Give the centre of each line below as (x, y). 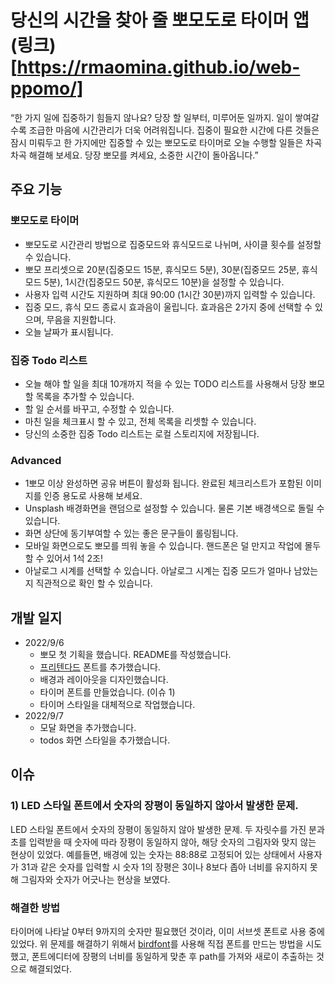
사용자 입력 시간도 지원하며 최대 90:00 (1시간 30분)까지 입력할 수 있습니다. (170, 294)
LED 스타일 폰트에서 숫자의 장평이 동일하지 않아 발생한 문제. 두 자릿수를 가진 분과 (167, 829)
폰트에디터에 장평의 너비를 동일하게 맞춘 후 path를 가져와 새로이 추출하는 (172, 957)
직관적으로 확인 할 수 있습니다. (94, 583)
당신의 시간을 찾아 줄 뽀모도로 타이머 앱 (160, 20)
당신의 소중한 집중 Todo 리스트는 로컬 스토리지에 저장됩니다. (142, 433)
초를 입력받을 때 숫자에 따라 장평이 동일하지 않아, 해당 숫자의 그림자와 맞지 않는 (163, 842)
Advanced (36, 460)
